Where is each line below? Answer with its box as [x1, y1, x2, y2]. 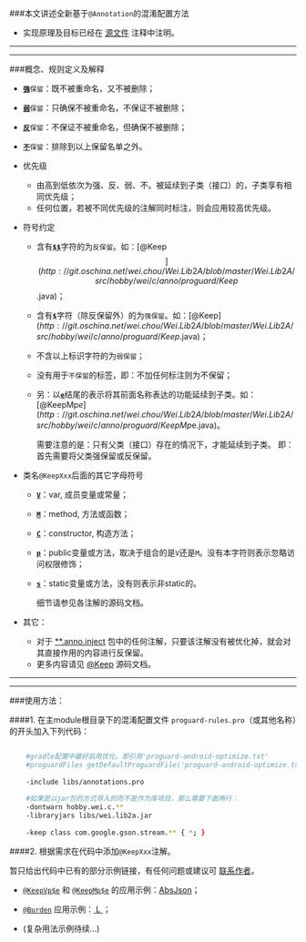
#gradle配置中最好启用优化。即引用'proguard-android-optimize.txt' [25, 752, 270, 761]
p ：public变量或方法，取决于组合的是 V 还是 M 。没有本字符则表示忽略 [36, 547, 288, 558]
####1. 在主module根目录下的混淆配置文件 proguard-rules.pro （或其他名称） [9, 714, 297, 725]
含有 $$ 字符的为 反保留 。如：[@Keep [36, 241, 167, 252]
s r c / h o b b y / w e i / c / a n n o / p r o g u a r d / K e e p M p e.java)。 [36, 420, 226, 430]
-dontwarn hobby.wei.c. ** [25, 803, 125, 812]
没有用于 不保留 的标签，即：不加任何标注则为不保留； [36, 370, 233, 380]
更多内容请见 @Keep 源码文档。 [36, 659, 157, 669]
